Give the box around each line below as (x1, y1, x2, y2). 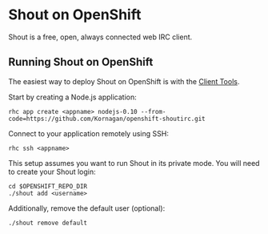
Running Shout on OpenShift (8, 55, 154, 69)
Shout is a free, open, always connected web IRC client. (8, 32, 193, 42)
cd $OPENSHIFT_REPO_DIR (8, 182, 88, 190)
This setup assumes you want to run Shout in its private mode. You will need (8, 158, 260, 167)
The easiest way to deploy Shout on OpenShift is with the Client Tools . (8, 76, 240, 86)
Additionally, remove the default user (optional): (8, 203, 166, 213)
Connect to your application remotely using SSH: (8, 128, 170, 138)
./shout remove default (8, 219, 88, 227)
